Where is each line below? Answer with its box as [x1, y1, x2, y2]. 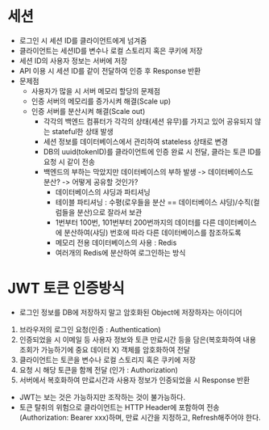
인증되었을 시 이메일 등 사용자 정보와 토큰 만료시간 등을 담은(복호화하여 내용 [19, 335, 257, 344]
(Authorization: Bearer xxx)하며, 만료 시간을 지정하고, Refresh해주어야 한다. [19, 412, 261, 422]
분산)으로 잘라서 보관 [77, 207, 143, 217]
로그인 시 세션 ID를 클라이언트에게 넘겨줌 [19, 36, 147, 45]
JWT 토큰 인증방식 [7, 280, 125, 297]
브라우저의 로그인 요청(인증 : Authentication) [19, 324, 162, 334]
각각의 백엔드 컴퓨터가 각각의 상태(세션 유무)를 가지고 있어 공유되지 [43, 116, 253, 126]
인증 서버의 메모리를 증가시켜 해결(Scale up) [31, 96, 172, 106]
